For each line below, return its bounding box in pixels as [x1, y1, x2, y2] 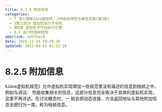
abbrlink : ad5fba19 [5, 35, 45, 40]
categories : [5, 12, 29, 17]
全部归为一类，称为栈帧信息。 [9, 101, 70, 108]
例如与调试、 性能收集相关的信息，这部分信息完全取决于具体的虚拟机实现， [5, 89, 157, 95]
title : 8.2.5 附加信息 [5, 7, 49, 12]
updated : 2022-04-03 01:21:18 [5, 44, 67, 48]
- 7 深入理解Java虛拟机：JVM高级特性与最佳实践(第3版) [9, 16, 110, 21]
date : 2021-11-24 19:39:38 [5, 39, 60, 44]
